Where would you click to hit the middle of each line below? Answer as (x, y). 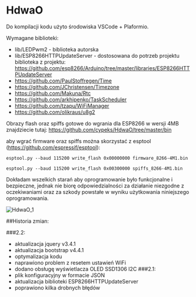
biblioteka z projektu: (40, 62)
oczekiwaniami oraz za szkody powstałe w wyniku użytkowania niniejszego (98, 192)
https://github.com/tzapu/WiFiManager (62, 105)
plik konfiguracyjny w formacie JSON (60, 275)
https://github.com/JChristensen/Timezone (67, 87)
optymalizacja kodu (38, 256)
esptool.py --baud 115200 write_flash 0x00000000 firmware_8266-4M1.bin (97, 158)
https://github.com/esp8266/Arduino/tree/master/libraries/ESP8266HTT (102, 68)
